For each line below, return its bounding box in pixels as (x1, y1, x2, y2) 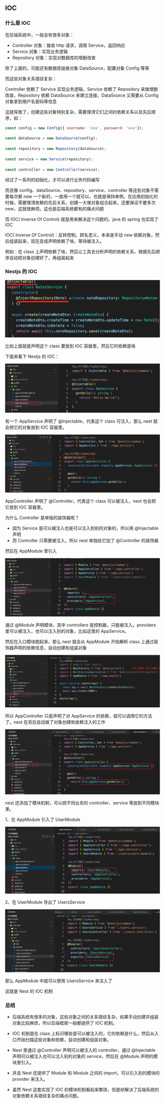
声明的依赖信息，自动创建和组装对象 (13, 645, 87, 651)
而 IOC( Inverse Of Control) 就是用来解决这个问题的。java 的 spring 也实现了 (5, 216, 159, 222)
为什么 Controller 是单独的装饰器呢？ (5, 515, 80, 521)
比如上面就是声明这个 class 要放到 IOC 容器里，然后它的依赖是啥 (5, 343, 136, 349)
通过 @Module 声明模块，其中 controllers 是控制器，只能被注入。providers (5, 622, 156, 628)
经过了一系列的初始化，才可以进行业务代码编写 (5, 177, 100, 183)
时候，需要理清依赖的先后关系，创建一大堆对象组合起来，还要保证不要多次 (5, 199, 156, 205)
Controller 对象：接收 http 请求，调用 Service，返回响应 (12, 42, 125, 48)
